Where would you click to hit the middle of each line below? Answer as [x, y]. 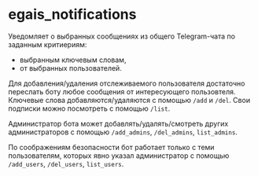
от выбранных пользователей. [70, 68]
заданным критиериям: [48, 44]
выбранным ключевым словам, [73, 60]
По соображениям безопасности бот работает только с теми [111, 147]
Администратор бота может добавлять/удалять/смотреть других [118, 123]
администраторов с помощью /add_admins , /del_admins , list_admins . [123, 132]
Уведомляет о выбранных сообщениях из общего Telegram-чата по [122, 36]
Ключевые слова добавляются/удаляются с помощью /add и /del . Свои [129, 100]
